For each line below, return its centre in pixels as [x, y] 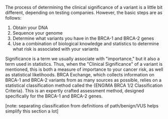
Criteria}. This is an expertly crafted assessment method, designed [75, 91]
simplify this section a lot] [32, 111]
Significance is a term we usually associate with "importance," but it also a [82, 59]
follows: [13, 18]
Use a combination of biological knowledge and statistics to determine [86, 44]
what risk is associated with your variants [55, 49]
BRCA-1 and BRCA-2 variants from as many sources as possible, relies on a [83, 80]
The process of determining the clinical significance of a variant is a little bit [84, 7]
